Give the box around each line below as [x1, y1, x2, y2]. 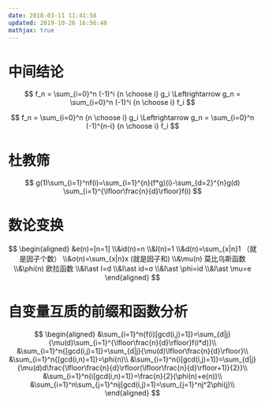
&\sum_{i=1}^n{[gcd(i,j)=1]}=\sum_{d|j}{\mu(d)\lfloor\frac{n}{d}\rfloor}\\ [17, 347, 248, 356]
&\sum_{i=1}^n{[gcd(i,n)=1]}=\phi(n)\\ [9, 354, 129, 364]
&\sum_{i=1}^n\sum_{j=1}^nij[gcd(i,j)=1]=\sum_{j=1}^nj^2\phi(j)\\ [30, 380, 235, 389]
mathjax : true [8, 26, 55, 34]
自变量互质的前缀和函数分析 [8, 303, 188, 321]
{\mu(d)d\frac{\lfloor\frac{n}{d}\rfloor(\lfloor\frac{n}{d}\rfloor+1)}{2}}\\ [17, 363, 248, 373]
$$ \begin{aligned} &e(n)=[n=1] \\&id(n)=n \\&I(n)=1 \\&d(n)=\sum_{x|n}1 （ [8, 244, 250, 253]
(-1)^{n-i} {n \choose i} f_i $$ [85, 122, 180, 131]
